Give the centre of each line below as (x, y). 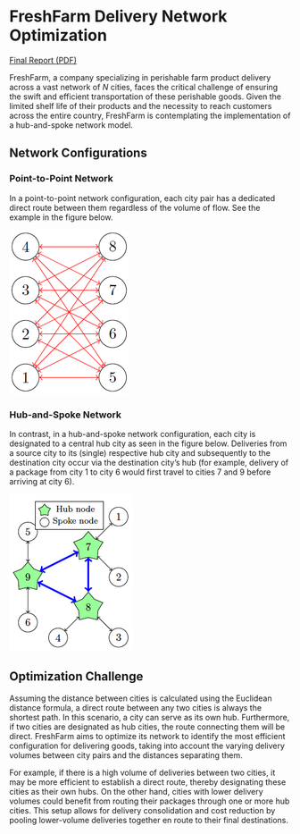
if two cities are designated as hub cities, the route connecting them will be (147, 727)
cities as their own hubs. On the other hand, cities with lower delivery (136, 791)
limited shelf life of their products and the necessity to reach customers (141, 105)
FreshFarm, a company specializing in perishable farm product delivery (140, 77)
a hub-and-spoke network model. (71, 125)
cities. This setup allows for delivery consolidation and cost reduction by (142, 810)
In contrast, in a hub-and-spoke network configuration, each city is (133, 434)
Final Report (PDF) (43, 60)
